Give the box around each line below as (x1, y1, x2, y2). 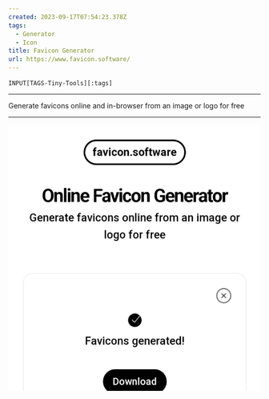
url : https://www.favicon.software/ (8, 55, 130, 63)
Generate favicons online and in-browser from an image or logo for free (8, 101, 245, 110)
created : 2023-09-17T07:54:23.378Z (8, 13, 127, 21)
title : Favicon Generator (8, 47, 94, 55)
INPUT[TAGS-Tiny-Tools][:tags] (8, 79, 113, 88)
